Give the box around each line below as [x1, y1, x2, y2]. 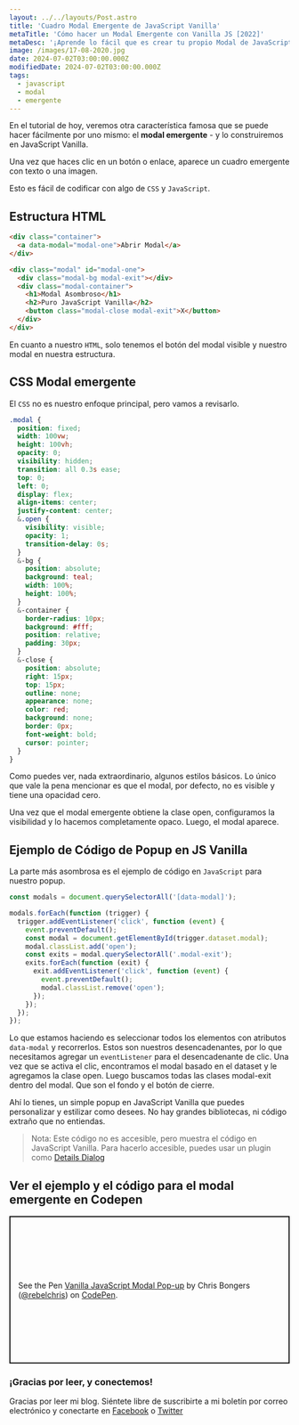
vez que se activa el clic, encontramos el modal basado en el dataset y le [9, 1061, 278, 1071]
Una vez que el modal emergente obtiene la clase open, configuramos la [9, 807, 275, 818]
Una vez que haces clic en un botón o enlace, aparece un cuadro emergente [9, 157, 290, 167]
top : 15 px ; [25, 680, 66, 689]
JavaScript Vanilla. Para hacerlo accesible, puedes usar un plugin [30, 1143, 271, 1153]
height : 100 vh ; [17, 440, 74, 450]
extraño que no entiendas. [9, 1116, 106, 1127]
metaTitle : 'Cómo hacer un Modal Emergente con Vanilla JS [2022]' [9, 29, 265, 38]
